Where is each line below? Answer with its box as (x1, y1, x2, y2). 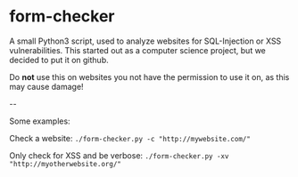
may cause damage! (9, 81, 84, 92)
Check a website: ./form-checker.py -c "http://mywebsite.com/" (9, 133, 252, 143)
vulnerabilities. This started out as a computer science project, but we (9, 44, 266, 55)
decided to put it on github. (9, 54, 109, 65)
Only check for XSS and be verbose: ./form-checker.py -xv (9, 149, 229, 161)
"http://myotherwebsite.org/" (9, 159, 122, 168)
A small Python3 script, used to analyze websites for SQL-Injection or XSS (9, 36, 282, 46)
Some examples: (9, 116, 70, 126)
